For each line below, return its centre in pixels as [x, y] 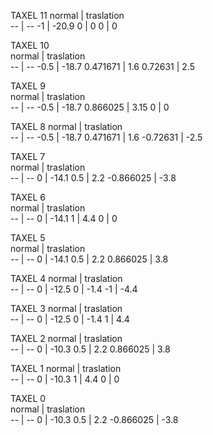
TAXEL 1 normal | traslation [66, 368]
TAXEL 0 [28, 398]
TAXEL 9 [28, 86]
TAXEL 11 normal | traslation [67, 15]
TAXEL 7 [28, 156]
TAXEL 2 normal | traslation [66, 338]
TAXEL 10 [30, 45]
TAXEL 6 [28, 197]
